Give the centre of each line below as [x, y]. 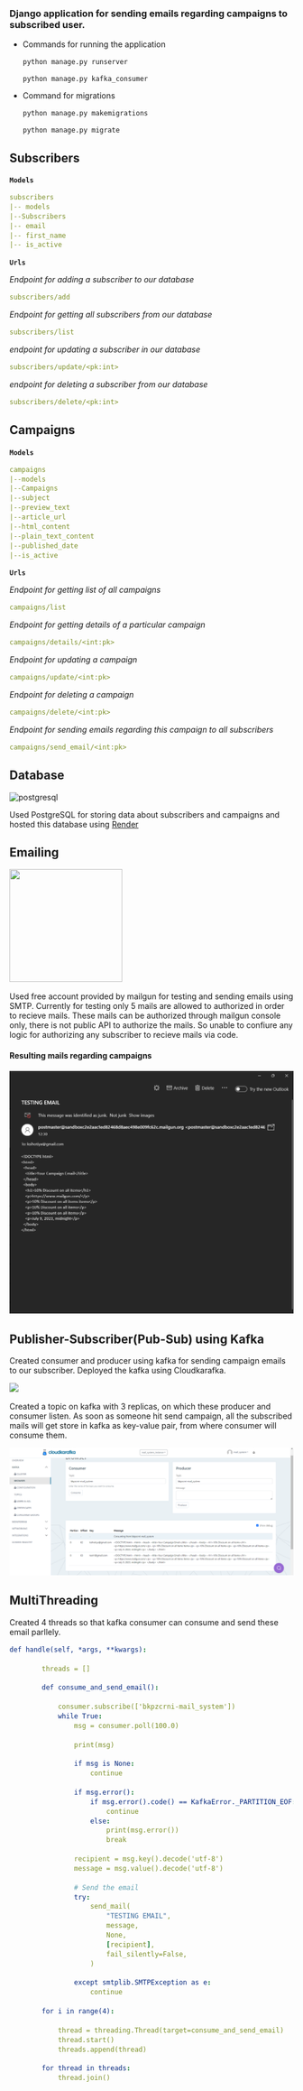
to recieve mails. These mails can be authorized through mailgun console [145, 1016]
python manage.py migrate [71, 130]
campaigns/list [38, 607]
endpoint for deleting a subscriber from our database [109, 384]
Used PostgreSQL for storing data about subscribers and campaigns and [145, 814]
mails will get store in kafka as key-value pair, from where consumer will [143, 1426]
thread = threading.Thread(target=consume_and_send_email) [170, 2030]
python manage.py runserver [75, 62]
